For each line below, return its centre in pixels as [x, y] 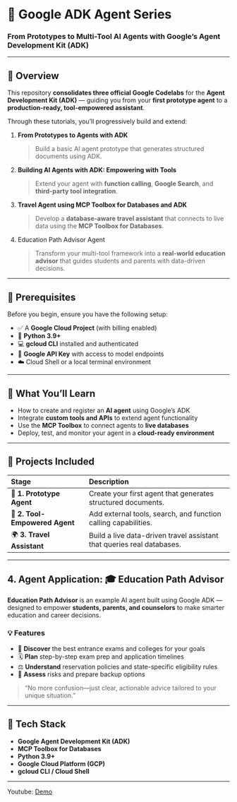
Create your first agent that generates [151, 493]
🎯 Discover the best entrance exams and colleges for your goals [111, 648]
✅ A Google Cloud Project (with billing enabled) [87, 328]
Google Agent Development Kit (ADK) [74, 741]
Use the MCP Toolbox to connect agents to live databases [103, 425]
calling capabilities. [121, 522]
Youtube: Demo [30, 791]
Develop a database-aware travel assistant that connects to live [129, 219]
